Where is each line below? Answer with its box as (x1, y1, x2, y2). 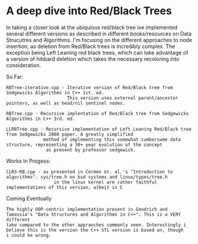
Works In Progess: (6, 157, 51, 164)
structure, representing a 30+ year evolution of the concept (6, 141, 163, 148)
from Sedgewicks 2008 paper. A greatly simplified (6, 131, 134, 137)
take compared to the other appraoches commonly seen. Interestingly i (6, 221, 186, 228)
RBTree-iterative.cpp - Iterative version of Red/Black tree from (6, 84, 173, 90)
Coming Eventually (6, 195, 52, 202)
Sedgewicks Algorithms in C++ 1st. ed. (6, 90, 105, 96)
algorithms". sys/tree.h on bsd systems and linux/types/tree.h (6, 174, 168, 180)
